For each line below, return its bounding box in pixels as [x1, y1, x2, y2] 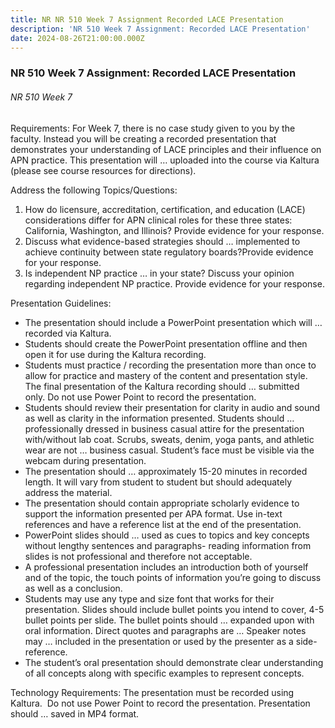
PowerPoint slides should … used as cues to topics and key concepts [24, 529, 310, 541]
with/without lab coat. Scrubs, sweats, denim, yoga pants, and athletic [24, 433, 315, 445]
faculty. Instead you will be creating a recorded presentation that [10, 132, 277, 145]
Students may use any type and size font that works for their [24, 592, 275, 605]
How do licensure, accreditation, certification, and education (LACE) [24, 203, 306, 215]
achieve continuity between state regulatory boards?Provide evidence [24, 246, 314, 258]
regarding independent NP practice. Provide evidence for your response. [24, 277, 325, 290]
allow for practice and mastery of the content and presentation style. [24, 369, 308, 381]
